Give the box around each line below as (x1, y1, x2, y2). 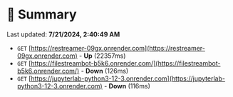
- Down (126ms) (81, 66, 129, 75)
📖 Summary (6, 6, 77, 23)
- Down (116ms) (103, 81, 151, 90)
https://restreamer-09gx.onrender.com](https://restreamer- (31, 44, 206, 52)
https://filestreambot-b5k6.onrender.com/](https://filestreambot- (31, 58, 221, 67)
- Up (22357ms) (78, 51, 126, 60)
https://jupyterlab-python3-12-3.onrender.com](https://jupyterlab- (31, 74, 226, 83)
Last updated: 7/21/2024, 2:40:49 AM (6, 30, 120, 39)
